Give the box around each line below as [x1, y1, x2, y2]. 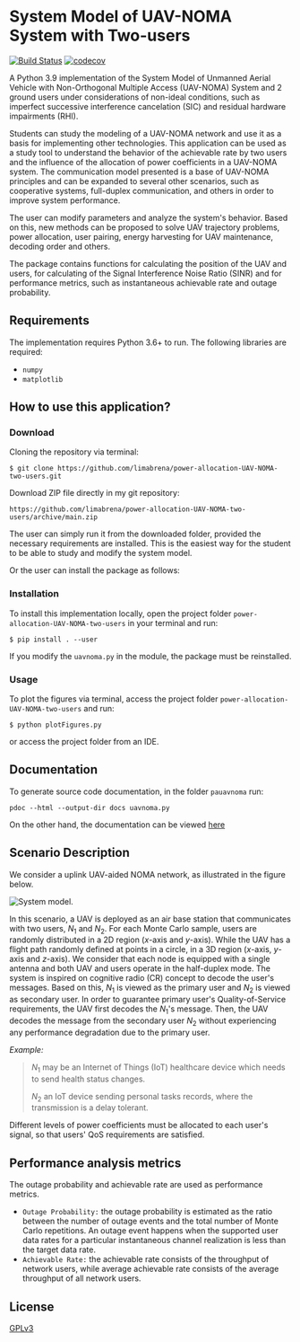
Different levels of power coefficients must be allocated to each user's [9, 1120, 269, 1131]
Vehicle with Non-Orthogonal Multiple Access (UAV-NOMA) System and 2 [9, 82, 282, 93]
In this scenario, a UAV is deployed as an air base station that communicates [9, 914, 291, 924]
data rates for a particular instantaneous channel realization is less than [21, 1235, 287, 1246]
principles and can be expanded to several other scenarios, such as [9, 175, 260, 186]
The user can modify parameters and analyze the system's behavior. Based [9, 212, 288, 223]
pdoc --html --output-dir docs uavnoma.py [9, 803, 170, 812]
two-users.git [9, 472, 63, 481]
